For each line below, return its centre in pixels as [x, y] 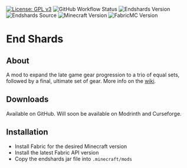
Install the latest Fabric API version [57, 152]
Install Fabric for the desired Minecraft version [71, 146]
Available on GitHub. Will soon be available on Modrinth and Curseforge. [94, 113]
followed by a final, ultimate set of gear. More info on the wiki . [81, 81]
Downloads [27, 100]
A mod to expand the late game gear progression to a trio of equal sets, [93, 75]
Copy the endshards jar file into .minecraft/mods [73, 159]
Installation [27, 132]
